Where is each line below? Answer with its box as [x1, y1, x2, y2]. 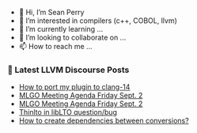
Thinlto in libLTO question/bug [18, 108, 118, 117]
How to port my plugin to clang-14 [18, 82, 131, 92]
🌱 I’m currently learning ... [18, 25, 104, 33]
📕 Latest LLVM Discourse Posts [7, 64, 130, 75]
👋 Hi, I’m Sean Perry [18, 8, 85, 17]
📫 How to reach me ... [18, 42, 93, 51]
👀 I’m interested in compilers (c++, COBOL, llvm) [18, 16, 177, 25]
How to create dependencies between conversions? [18, 116, 189, 126]
